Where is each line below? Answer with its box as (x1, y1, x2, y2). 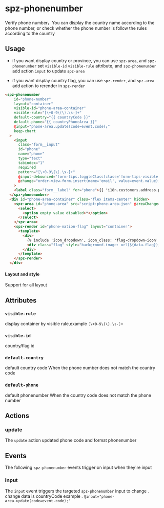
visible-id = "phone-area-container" (14, 106, 86, 111)
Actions (5, 412, 29, 420)
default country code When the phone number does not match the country (5, 365, 155, 371)
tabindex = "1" (18, 160, 45, 165)
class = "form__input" (18, 142, 60, 147)
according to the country (5, 30, 55, 36)
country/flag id (5, 343, 35, 349)
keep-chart (14, 128, 36, 134)
